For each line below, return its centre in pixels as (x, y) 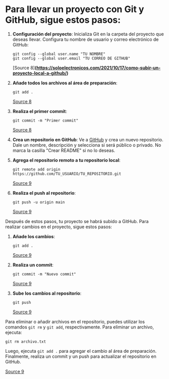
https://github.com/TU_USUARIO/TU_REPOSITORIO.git (67, 174)
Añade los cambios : (34, 236)
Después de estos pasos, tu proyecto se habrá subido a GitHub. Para (77, 221)
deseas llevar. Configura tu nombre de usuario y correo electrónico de (86, 39)
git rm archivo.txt (26, 342)
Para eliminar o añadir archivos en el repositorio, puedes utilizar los (75, 321)
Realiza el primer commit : (40, 111)
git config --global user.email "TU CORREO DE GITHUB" (71, 58)
